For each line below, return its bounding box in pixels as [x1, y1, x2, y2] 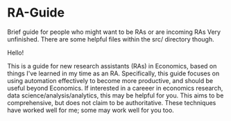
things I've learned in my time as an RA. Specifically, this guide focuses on [7, 69, 220, 77]
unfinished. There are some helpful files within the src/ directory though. [7, 35, 214, 43]
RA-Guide [7, 5, 65, 21]
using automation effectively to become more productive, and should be [7, 76, 214, 84]
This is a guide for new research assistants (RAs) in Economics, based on [7, 62, 217, 70]
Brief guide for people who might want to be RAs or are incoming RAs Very [7, 28, 221, 36]
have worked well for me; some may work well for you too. [7, 106, 175, 114]
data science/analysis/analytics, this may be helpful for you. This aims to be [7, 91, 224, 100]
